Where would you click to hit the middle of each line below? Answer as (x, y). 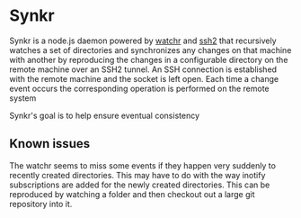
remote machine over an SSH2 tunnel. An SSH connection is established (143, 69)
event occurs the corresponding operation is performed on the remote (139, 88)
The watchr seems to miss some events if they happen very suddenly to (143, 165)
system (23, 98)
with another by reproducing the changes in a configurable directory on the (149, 59)
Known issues (50, 144)
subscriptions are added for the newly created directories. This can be (140, 185)
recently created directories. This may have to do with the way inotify (137, 175)
